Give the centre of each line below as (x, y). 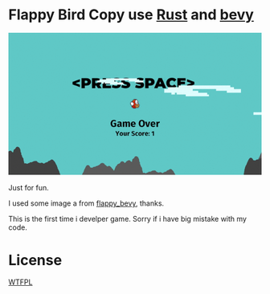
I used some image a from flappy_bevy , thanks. (86, 203)
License (35, 260)
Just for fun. (29, 188)
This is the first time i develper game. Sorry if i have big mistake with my (128, 219)
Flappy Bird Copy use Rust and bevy (131, 15)
